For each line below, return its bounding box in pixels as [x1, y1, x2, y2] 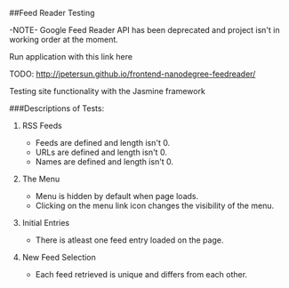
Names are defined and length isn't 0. [35, 156, 174, 167]
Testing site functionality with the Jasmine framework [9, 86, 206, 96]
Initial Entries [21, 218, 69, 228]
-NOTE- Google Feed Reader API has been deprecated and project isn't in [9, 25, 280, 35]
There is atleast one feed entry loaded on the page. [35, 235, 224, 245]
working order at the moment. [9, 35, 118, 44]
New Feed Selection [21, 252, 96, 262]
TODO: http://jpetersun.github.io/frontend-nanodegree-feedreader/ [9, 68, 256, 79]
